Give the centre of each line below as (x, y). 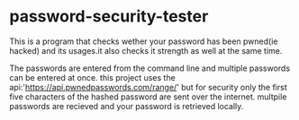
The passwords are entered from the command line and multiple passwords (150, 68)
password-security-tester (109, 17)
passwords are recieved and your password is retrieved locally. (127, 106)
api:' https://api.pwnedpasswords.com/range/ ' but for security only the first (148, 87)
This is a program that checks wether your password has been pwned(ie (144, 41)
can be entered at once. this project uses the (92, 77)
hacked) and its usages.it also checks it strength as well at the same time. (146, 50)
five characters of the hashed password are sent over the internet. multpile (148, 97)
